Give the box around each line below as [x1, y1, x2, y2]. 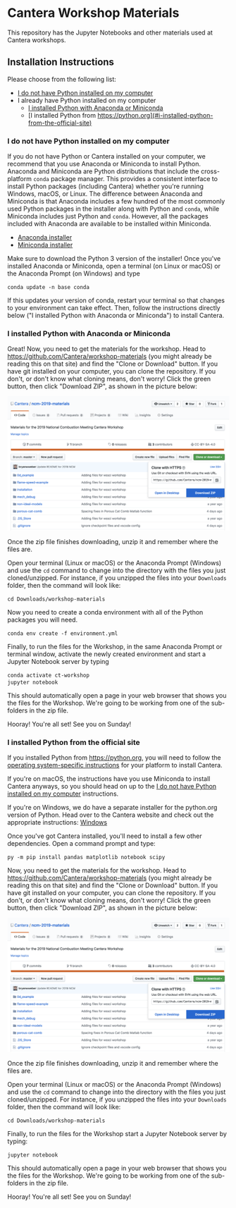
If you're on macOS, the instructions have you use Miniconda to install [7, 775, 211, 783]
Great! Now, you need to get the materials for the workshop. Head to [7, 345, 206, 353]
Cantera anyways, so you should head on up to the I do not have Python [7, 782, 217, 791]
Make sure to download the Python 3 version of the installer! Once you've [7, 254, 221, 263]
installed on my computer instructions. [7, 789, 119, 798]
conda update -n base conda [7, 284, 90, 291]
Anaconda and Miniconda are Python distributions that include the [7, 167, 199, 175]
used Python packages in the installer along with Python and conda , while [7, 204, 220, 213]
